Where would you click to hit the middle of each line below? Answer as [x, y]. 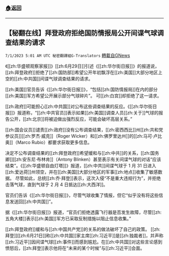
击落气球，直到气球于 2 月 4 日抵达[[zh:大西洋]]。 [57, 184]
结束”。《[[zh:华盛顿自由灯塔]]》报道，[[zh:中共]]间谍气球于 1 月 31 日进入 [81, 166]
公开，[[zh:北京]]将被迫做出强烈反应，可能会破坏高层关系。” [71, 119]
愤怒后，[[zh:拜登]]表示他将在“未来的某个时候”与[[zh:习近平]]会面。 [75, 248]
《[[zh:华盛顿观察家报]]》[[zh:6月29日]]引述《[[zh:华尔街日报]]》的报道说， [82, 66]
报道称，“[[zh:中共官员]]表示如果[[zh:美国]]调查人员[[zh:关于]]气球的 [88, 113]
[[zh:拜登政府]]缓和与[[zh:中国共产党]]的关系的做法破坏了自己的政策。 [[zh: [83, 229]
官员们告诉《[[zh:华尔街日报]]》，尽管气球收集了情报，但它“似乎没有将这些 [82, 196]
